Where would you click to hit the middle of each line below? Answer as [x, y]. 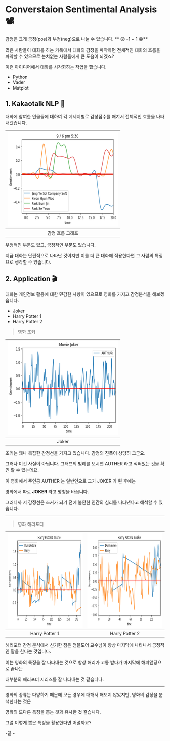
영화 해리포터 [31, 524]
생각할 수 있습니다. [33, 262]
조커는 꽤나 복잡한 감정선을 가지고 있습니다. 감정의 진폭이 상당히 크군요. [75, 453]
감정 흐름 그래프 [63, 233]
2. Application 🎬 [31, 279]
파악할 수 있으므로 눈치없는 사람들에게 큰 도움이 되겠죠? [60, 56]
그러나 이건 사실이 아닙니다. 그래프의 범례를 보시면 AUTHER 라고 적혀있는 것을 [82, 464]
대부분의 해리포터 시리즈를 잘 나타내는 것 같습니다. [55, 679]
